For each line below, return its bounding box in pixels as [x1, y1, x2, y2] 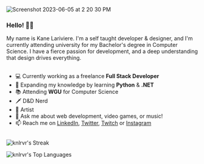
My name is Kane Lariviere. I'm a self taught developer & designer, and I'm [6, 35, 193, 42]
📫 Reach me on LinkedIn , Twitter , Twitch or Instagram [15, 119, 152, 126]
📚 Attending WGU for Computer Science [15, 88, 119, 95]
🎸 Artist [15, 105, 35, 113]
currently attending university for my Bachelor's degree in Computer [6, 41, 178, 49]
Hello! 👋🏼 [6, 21, 34, 29]
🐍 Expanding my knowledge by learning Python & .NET [15, 81, 154, 88]
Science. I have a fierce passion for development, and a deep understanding [6, 48, 198, 55]
